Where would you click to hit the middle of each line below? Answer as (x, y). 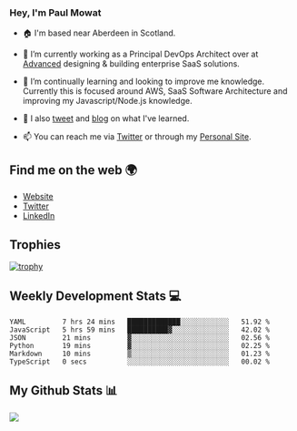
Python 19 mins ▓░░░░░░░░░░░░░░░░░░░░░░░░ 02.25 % (140, 345)
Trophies (35, 245)
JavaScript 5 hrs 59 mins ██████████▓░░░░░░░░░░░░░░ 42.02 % (140, 330)
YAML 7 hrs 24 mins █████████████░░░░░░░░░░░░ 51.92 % (140, 322)
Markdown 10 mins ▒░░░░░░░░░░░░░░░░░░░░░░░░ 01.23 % (140, 354)
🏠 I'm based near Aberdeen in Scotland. (99, 33)
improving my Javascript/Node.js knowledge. (107, 101)
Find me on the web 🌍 (74, 170)
